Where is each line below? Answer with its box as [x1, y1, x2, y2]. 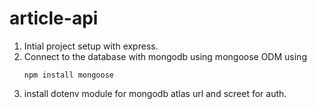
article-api [9, 7, 99, 30]
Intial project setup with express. [23, 40, 159, 52]
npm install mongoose [23, 70, 114, 80]
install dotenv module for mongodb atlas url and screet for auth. [23, 87, 287, 99]
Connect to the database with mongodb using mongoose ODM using [23, 50, 307, 62]
